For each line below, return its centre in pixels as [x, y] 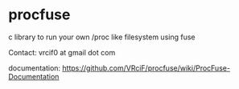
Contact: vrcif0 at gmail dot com [62, 52]
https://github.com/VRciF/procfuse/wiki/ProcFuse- [146, 68]
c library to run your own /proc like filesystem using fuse [102, 37]
